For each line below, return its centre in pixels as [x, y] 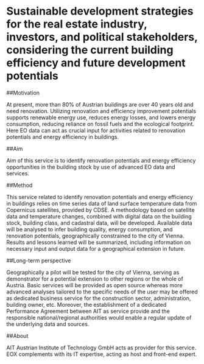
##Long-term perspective [39, 261]
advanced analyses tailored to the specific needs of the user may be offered [102, 292]
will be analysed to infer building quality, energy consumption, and [90, 229]
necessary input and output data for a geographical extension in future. [96, 248]
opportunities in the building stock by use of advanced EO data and [91, 167]
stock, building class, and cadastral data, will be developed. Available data [100, 223]
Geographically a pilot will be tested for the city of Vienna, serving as [93, 272]
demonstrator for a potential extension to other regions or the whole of [95, 279]
